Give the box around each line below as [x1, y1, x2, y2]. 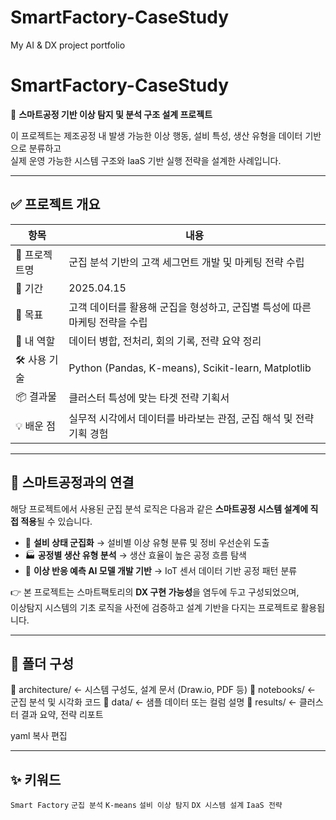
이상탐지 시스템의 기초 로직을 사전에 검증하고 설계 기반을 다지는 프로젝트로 [10, 601, 299, 613]
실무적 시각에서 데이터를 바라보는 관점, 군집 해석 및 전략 [68, 411, 315, 425]
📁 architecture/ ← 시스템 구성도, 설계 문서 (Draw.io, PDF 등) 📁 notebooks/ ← [10, 684, 317, 696]
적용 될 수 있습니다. [20, 515, 93, 527]
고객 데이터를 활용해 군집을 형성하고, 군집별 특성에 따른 [68, 300, 312, 314]
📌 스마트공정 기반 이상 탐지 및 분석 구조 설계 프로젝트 [10, 108, 213, 120]
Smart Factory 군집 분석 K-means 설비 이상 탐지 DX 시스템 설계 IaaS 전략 [10, 801, 283, 811]
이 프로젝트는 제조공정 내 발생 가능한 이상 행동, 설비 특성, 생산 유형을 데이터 [10, 129, 303, 141]
